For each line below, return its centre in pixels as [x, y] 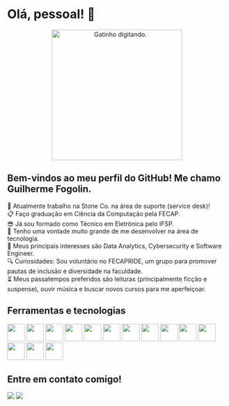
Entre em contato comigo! [64, 379]
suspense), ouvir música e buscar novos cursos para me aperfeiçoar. [107, 289]
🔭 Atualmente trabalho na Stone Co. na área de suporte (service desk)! [109, 206]
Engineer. [21, 253]
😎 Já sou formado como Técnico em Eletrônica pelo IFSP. [90, 224]
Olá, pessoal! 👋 [51, 14]
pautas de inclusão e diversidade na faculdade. [75, 271]
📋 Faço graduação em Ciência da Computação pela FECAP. [94, 213]
